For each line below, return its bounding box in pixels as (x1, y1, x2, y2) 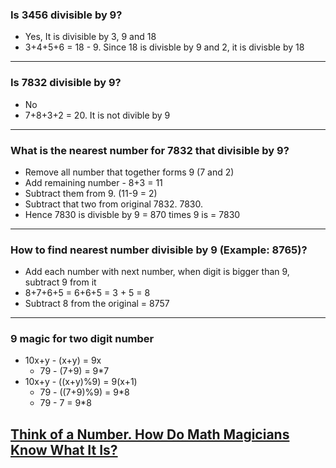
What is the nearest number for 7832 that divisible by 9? (10, 143, 290, 157)
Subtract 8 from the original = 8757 (24, 298, 170, 310)
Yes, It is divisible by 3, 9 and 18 (24, 31, 157, 43)
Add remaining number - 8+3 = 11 (24, 176, 163, 188)
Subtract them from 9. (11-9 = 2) (24, 187, 158, 199)
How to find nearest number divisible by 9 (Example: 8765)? (10, 243, 308, 257)
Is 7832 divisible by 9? (10, 76, 122, 90)
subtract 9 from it (24, 276, 97, 288)
